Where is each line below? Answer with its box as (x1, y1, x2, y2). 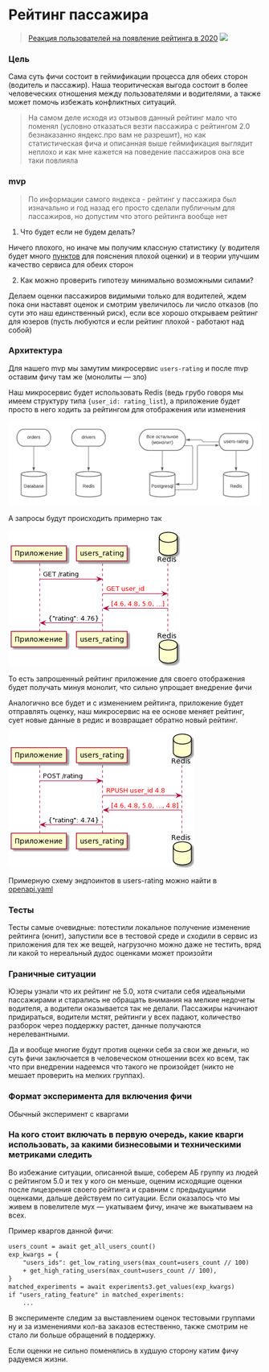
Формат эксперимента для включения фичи (8, 1091, 193, 1102)
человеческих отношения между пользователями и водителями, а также (8, 89, 261, 98)
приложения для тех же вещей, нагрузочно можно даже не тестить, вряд (8, 940, 262, 949)
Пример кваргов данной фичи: (8, 1225, 114, 1235)
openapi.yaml (8, 884, 54, 894)
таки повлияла (27, 155, 79, 166)
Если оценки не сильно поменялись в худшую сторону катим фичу (8, 1345, 239, 1355)
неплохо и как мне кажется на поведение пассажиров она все (27, 147, 245, 157)
